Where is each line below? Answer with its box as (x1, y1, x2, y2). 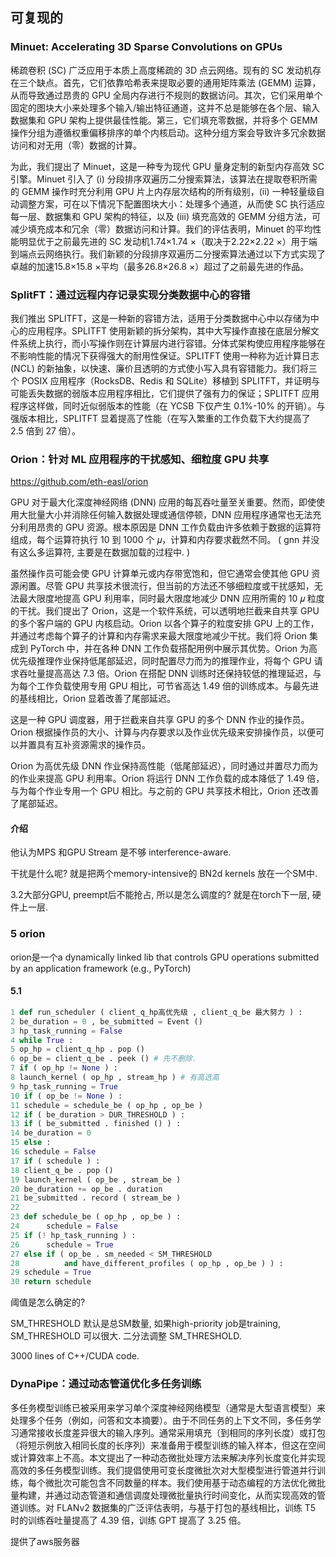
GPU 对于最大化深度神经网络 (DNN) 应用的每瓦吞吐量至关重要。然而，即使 (10, 496, 317, 508)
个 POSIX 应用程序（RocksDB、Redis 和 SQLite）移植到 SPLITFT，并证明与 (10, 374, 321, 387)
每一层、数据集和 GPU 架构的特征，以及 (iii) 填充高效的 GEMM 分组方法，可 (10, 210, 321, 222)
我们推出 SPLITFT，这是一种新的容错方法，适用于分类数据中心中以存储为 (10, 312, 311, 324)
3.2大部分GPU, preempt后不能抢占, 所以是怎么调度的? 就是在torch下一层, (10, 889, 310, 901)
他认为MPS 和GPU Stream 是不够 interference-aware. (10, 846, 232, 858)
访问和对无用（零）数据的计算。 (10, 139, 142, 151)
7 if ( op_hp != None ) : (10, 1063, 118, 1073)
